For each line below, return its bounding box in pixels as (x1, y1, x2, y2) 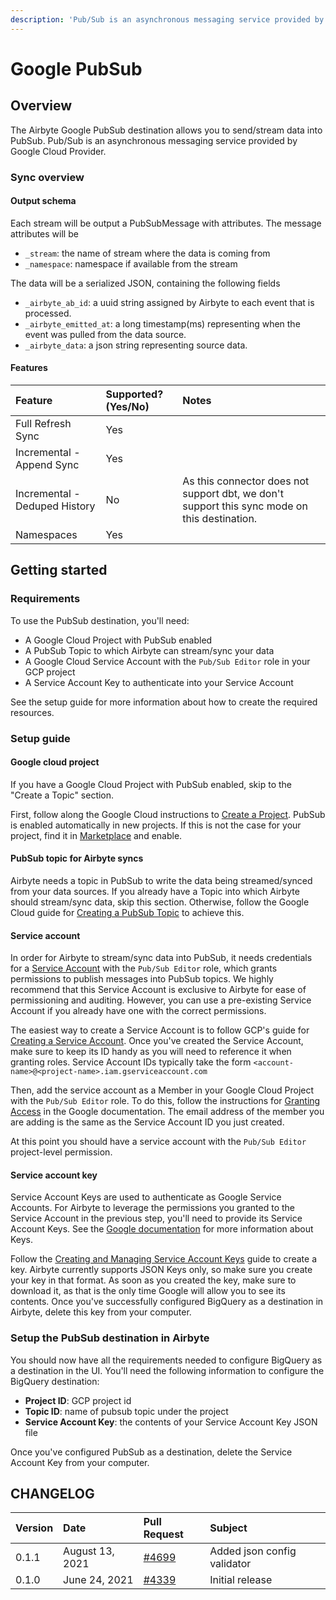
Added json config (209, 1544, 297, 1558)
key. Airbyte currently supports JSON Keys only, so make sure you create (10, 1264, 313, 1276)
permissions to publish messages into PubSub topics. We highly (10, 973, 274, 985)
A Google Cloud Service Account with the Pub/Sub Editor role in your (24, 655, 311, 667)
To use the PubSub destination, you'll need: (10, 614, 190, 626)
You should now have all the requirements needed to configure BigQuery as (10, 1354, 323, 1366)
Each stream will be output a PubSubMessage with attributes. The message (10, 217, 322, 229)
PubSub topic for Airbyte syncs (10, 852, 144, 865)
